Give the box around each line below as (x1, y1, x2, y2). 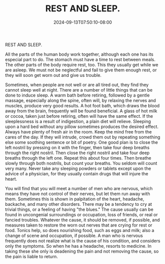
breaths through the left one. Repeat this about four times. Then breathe (5, 155, 152, 161)
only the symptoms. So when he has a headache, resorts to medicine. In (5, 243, 152, 249)
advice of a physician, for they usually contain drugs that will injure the (5, 170, 149, 176)
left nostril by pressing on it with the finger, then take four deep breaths (5, 144, 150, 150)
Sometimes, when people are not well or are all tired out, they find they (5, 82, 149, 88)
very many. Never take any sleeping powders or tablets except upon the (5, 165, 151, 171)
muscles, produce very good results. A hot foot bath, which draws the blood (5, 102, 160, 108)
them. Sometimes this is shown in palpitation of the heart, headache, (5, 196, 144, 202)
